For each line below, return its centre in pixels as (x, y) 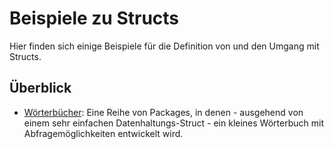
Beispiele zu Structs (94, 18)
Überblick (40, 88)
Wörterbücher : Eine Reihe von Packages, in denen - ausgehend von (163, 112)
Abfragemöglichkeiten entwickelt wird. (103, 133)
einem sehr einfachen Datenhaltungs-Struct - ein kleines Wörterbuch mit (173, 123)
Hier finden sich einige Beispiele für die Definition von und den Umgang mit (164, 46)
